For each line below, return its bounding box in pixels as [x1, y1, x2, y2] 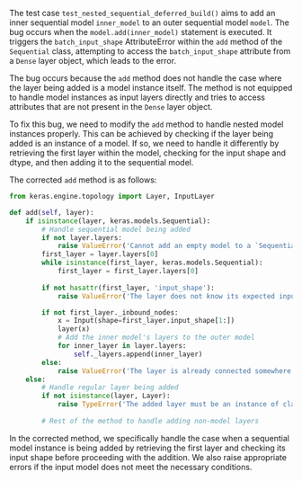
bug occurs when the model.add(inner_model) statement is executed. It [9, 27, 272, 37]
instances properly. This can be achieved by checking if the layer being [9, 129, 274, 138]
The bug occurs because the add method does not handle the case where [9, 73, 282, 84]
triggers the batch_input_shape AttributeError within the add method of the [9, 36, 283, 47]
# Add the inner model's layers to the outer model [57, 333, 255, 343]
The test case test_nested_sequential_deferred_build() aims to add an [9, 8, 276, 18]
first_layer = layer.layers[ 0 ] [41, 250, 159, 259]
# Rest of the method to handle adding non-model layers [41, 416, 259, 425]
